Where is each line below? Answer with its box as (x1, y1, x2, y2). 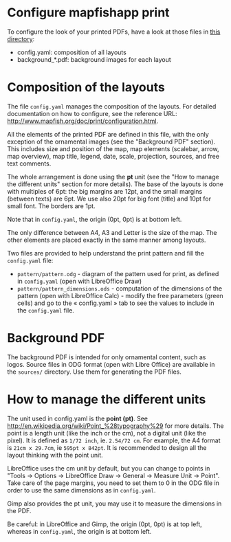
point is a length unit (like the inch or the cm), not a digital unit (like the (7, 429, 207, 437)
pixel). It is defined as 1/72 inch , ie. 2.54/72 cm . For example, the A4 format (7, 436, 221, 444)
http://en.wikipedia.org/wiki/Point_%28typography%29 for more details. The (7, 421, 224, 430)
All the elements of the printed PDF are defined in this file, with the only (7, 130, 210, 138)
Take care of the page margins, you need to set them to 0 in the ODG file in (7, 479, 220, 487)
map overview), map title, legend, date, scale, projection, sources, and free (7, 152, 220, 160)
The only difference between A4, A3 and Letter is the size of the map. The (7, 228, 217, 236)
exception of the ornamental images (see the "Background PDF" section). (7, 137, 215, 146)
